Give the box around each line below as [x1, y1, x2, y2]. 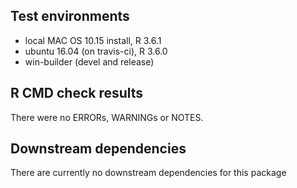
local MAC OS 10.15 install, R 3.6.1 [24, 34, 162, 46]
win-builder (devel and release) [24, 55, 155, 68]
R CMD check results [10, 85, 144, 102]
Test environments [10, 8, 130, 25]
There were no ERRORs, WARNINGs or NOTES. [10, 111, 204, 123]
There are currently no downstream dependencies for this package [10, 167, 287, 179]
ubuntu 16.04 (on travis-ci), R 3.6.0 [24, 45, 168, 57]
